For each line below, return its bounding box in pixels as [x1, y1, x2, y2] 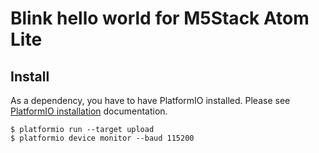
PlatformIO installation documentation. [10, 105, 168, 117]
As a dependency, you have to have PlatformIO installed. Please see [10, 95, 291, 106]
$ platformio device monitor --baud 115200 [10, 133, 195, 143]
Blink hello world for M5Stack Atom [10, 7, 310, 30]
